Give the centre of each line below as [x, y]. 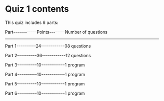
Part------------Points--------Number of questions [56, 32]
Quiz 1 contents [37, 9]
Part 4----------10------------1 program [45, 74]
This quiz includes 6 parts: [32, 22]
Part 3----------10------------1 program [45, 65]
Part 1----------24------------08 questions [48, 46]
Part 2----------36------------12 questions [48, 55]
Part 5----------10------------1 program [45, 83]
